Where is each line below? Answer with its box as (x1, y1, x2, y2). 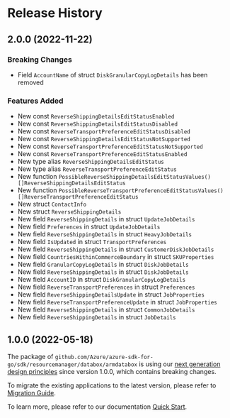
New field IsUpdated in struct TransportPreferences (17, 238, 167, 246)
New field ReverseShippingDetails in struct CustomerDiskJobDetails (17, 245, 214, 253)
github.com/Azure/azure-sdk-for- (54, 353, 154, 361)
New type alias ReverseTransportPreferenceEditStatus (17, 165, 177, 173)
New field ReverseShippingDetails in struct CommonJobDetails (17, 305, 195, 314)
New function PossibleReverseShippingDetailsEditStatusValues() (17, 172, 211, 181)
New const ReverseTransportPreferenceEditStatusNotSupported (17, 142, 203, 150)
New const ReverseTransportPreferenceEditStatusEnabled (17, 150, 188, 158)
